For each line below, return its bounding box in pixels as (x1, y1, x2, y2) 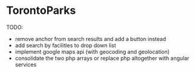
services (14, 61, 37, 68)
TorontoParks (6, 4, 76, 17)
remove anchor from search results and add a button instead (14, 35, 167, 42)
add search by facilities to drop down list (14, 42, 117, 49)
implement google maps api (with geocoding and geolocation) (14, 48, 170, 55)
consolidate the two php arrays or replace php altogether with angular (14, 54, 190, 62)
